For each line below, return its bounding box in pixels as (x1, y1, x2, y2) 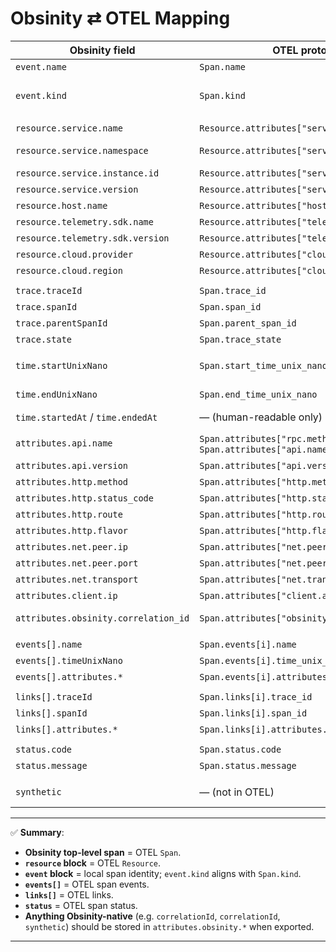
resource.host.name (15, 200, 108, 211)
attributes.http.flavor (15, 525, 129, 536)
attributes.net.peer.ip (15, 541, 129, 552)
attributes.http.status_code (15, 492, 154, 504)
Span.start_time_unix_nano (199, 360, 328, 371)
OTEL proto (272, 43, 328, 57)
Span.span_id (199, 301, 262, 312)
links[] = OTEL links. (24, 888, 114, 901)
